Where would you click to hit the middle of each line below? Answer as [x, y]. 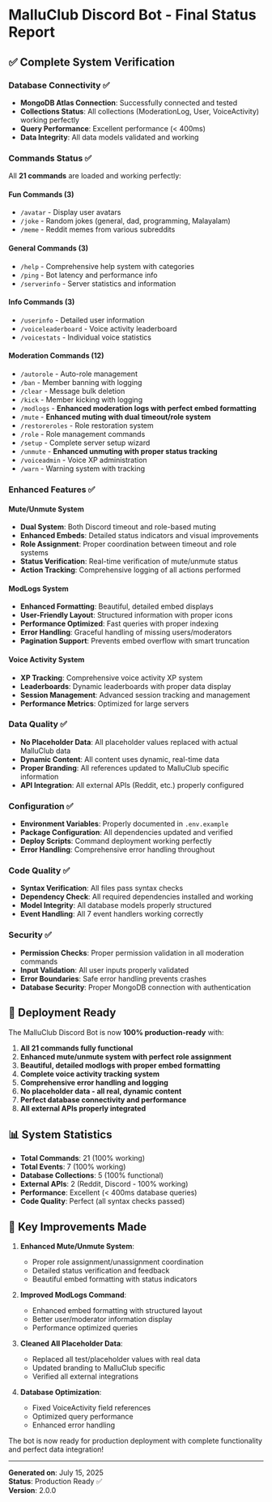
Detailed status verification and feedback [101, 1271]
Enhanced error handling [74, 1425]
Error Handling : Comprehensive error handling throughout [117, 849]
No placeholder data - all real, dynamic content [101, 1091]
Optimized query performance [83, 1417]
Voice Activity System [47, 659]
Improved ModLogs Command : [73, 1295]
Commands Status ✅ [50, 158]
